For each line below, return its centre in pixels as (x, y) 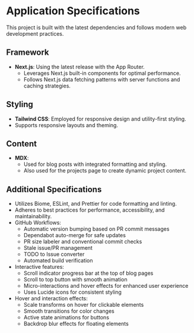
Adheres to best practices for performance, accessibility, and (90, 210)
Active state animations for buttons (66, 318)
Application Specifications (73, 11)
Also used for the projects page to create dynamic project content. (105, 171)
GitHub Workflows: (38, 223)
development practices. (35, 33)
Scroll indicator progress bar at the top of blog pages (88, 273)
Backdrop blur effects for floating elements (76, 324)
